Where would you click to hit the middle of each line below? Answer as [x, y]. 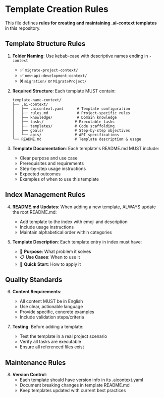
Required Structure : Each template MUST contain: [64, 91]
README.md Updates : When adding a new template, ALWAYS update [84, 207]
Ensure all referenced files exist [52, 347]
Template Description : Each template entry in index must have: [77, 241]
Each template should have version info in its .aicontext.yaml [82, 380]
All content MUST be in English [51, 301]
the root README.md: [34, 212]
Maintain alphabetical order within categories [66, 232]
